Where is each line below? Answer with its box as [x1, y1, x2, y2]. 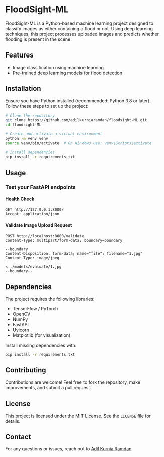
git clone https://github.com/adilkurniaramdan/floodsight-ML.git [5, 118, 147, 123]
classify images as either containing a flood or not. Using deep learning [5, 25, 153, 31]
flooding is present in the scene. [5, 36, 72, 42]
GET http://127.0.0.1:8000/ [5, 207, 64, 212]
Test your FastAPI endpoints [5, 183, 76, 190]
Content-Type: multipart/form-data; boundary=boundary [5, 238, 123, 243]
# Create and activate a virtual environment [5, 131, 102, 137]
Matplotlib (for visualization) [12, 332, 71, 338]
